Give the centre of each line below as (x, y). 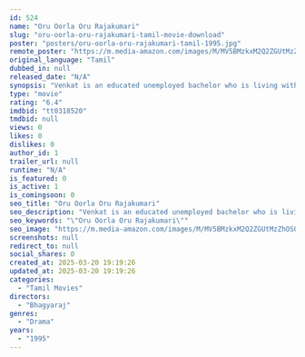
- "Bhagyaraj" (44, 305)
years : (22, 331)
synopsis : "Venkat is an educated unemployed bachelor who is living (144, 85)
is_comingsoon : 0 (42, 195)
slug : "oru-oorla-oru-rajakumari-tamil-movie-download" (117, 35)
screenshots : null (44, 237)
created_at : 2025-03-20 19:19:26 (73, 263)
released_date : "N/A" (50, 77)
